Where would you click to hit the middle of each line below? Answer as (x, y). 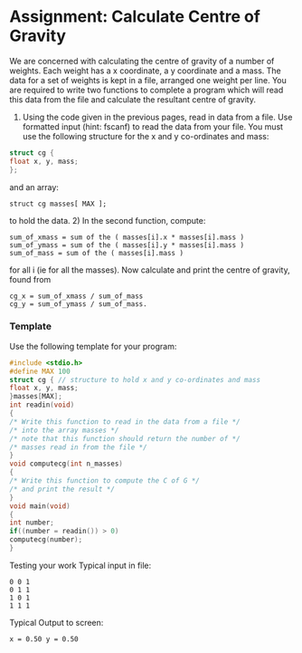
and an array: (34, 187)
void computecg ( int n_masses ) (66, 464)
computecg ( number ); (46, 540)
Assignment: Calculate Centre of (135, 17)
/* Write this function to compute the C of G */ (105, 481)
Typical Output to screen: (57, 622)
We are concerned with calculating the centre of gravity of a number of (142, 61)
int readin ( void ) (42, 405)
